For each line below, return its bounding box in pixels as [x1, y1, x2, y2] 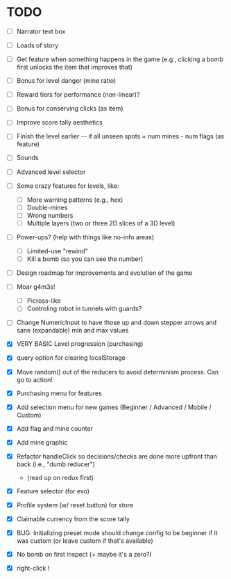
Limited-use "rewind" [26, 246, 88, 255]
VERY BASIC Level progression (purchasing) [16, 340, 144, 348]
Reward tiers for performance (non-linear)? [16, 90, 140, 99]
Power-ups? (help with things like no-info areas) [16, 232, 154, 241]
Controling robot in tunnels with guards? [26, 304, 142, 313]
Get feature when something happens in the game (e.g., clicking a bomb [16, 55, 223, 63]
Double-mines [26, 203, 68, 212]
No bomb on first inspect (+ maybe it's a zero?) [16, 550, 152, 559]
